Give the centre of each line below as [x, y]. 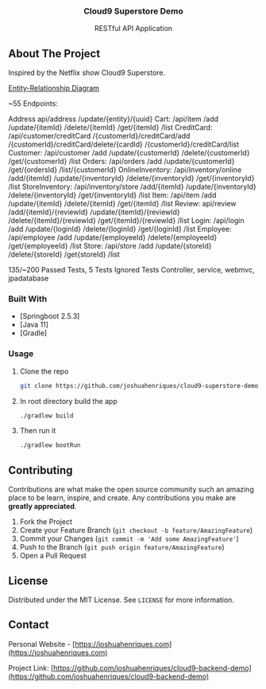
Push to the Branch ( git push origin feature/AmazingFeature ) [122, 547]
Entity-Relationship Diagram [54, 88]
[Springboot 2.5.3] [50, 316]
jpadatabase [29, 278]
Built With [28, 299]
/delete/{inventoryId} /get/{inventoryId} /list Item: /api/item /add [112, 195]
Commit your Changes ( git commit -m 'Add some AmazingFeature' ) [129, 538]
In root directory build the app [68, 401]
